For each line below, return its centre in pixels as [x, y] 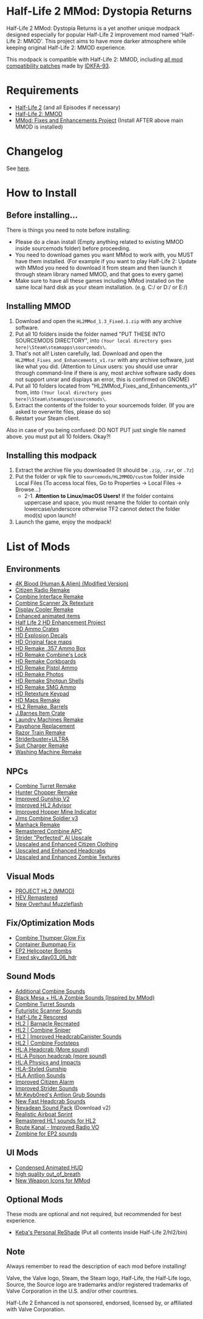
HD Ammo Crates [37, 629]
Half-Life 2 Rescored [41, 1017]
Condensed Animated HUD [49, 1167]
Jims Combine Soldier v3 [46, 819]
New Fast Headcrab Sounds [50, 1101]
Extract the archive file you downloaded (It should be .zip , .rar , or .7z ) [105, 470]
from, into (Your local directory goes [64, 392]
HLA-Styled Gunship [41, 1068]
